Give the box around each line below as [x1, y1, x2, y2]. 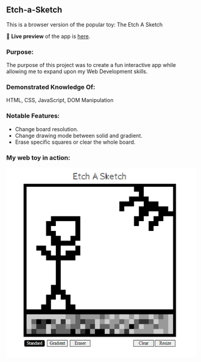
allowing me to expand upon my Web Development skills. [6, 68, 148, 75]
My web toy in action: [6, 154, 70, 162]
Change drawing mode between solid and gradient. [14, 132, 143, 139]
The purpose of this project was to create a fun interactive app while [6, 62, 176, 69]
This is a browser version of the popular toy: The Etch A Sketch [6, 21, 163, 28]
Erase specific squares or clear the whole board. [14, 138, 136, 146]
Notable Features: [6, 112, 60, 120]
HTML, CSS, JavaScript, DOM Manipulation [6, 97, 114, 104]
